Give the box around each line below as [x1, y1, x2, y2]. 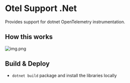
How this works [5, 33, 53, 41]
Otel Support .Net [5, 3, 77, 14]
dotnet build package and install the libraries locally [12, 72, 117, 78]
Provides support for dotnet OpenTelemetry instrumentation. [5, 19, 126, 25]
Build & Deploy [5, 60, 50, 68]
